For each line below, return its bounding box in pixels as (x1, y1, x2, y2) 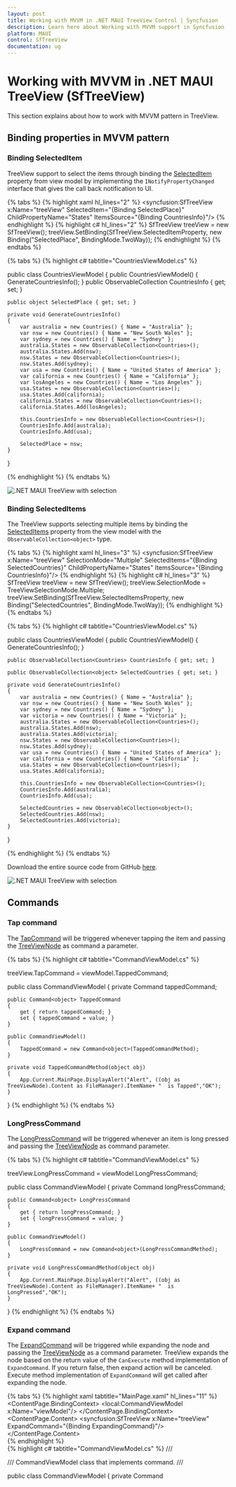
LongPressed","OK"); (7, 1288, 68, 1296)
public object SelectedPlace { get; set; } (7, 299, 137, 306)
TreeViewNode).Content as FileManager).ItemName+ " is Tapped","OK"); (7, 1082, 221, 1089)
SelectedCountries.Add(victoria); (20, 816, 121, 824)
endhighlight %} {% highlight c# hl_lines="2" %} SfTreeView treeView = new (7, 220, 229, 229)
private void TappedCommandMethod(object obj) (7, 1064, 146, 1071)
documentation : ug (7, 43, 61, 50)
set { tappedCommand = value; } (20, 1014, 114, 1021)
